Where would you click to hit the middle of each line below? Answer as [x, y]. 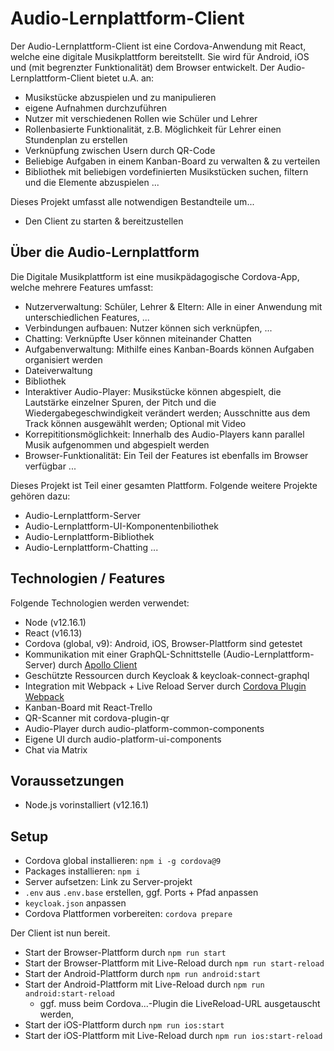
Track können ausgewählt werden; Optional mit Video [135, 423]
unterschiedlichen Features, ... [87, 317]
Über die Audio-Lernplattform [105, 252]
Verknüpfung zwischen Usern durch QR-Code [120, 150]
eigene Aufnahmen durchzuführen [96, 108]
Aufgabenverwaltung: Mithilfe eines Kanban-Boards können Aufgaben [169, 349]
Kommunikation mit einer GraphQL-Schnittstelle [123, 654]
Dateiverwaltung [58, 370]
